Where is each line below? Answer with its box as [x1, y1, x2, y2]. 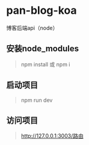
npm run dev [20, 96, 53, 103]
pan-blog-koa [6, 4, 77, 17]
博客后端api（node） [6, 24, 58, 31]
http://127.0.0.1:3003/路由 [20, 132, 84, 140]
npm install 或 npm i [20, 61, 70, 68]
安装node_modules [6, 43, 79, 54]
